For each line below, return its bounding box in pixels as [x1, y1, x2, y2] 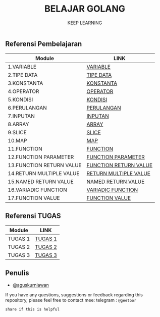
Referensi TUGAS [5, 212, 62, 220]
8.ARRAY [8, 121, 29, 128]
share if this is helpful [5, 307, 60, 312]
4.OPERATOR [8, 88, 39, 95]
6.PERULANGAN [8, 104, 47, 111]
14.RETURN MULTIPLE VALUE [8, 170, 80, 177]
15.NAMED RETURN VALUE [8, 178, 74, 185]
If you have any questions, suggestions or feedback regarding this [5, 292, 143, 298]
